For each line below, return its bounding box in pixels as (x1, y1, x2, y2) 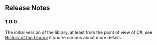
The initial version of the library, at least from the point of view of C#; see (5, 29, 153, 35)
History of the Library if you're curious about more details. (5, 34, 122, 40)
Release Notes (5, 4, 50, 12)
